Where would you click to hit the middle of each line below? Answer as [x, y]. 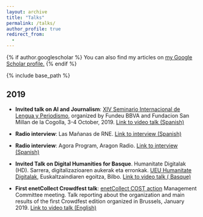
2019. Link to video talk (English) [56, 207]
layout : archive [27, 12]
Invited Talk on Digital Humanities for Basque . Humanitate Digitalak [101, 164]
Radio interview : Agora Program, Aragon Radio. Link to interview [96, 145]
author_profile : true [34, 29]
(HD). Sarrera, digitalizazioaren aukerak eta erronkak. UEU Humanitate [103, 170]
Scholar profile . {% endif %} [42, 64]
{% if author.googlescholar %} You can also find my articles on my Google [99, 57]
